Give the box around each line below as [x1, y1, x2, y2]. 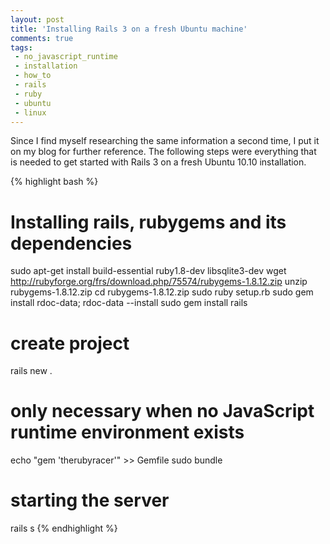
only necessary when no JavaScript [10, 400, 315, 423]
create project [10, 332, 130, 355]
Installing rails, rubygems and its [10, 211, 287, 233]
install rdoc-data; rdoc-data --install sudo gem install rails [10, 297, 248, 309]
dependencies [10, 232, 133, 255]
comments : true [10, 33, 74, 43]
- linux [14, 107, 47, 118]
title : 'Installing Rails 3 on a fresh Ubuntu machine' [10, 24, 248, 34]
